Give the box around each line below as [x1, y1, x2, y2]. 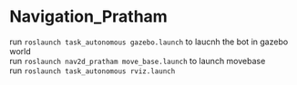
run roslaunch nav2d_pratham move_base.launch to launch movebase [9, 55, 266, 66]
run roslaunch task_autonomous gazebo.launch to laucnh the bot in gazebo [9, 36, 289, 47]
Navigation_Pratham [9, 6, 169, 27]
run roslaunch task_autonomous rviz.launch [9, 65, 176, 76]
